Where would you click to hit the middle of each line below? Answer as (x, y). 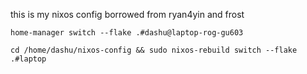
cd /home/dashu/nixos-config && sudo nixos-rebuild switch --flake (154, 50)
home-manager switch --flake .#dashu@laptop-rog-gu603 (127, 33)
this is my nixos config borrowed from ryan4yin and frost (127, 14)
